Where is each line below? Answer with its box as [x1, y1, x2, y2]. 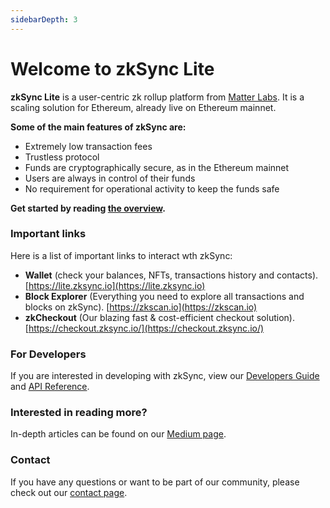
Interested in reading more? [10, 406, 148, 420]
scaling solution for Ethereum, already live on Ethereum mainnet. [10, 101, 277, 113]
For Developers [10, 347, 87, 361]
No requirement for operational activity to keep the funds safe [24, 182, 280, 195]
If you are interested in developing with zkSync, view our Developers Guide [10, 370, 320, 382]
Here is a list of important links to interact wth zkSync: [10, 249, 233, 261]
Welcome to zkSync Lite [10, 57, 215, 80]
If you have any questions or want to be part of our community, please [10, 476, 300, 488]
